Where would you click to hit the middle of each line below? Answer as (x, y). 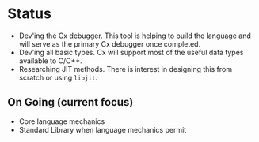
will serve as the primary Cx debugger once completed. (110, 43)
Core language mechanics (62, 121)
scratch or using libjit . (58, 77)
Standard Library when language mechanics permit (103, 129)
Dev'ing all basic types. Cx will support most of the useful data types (131, 52)
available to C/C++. (50, 61)
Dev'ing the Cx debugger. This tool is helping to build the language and (135, 35)
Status (30, 14)
